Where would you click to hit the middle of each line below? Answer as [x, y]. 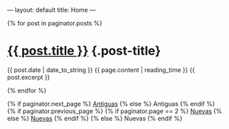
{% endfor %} [27, 90]
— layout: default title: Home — [51, 10]
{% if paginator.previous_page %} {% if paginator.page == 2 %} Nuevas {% [115, 111]
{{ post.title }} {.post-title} [84, 51]
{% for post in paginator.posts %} [55, 23]
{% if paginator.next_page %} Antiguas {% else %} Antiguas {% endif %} [111, 104]
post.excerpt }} [29, 77]
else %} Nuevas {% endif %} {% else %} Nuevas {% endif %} [95, 118]
